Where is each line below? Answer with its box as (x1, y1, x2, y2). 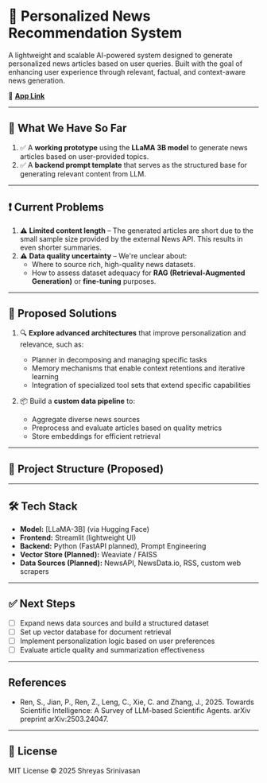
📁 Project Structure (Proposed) (8, 462, 164, 475)
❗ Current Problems (8, 200, 105, 214)
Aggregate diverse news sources (31, 415, 141, 424)
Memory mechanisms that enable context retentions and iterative (31, 363, 246, 373)
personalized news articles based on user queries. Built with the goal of (8, 59, 243, 68)
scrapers (19, 567, 49, 576)
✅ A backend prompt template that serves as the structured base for (19, 160, 248, 169)
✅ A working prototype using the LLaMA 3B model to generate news (19, 142, 248, 152)
